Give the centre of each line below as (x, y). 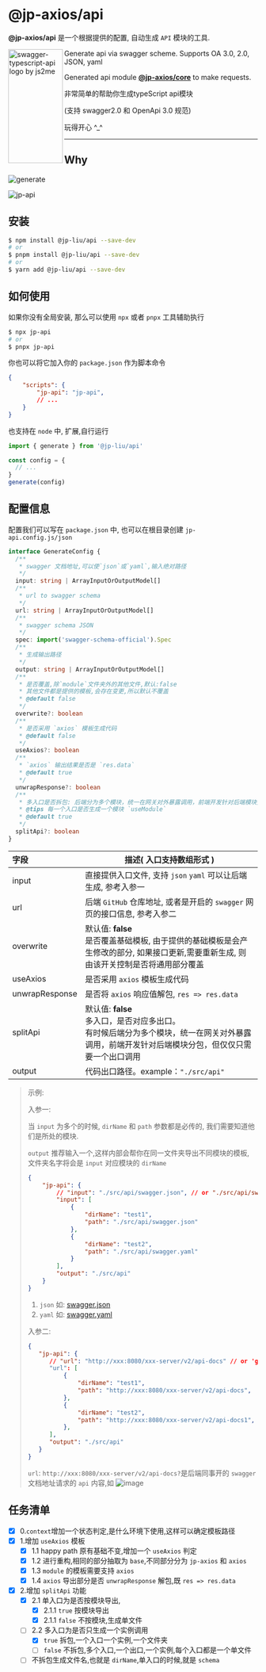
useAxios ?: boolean (47, 751)
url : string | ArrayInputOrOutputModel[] (85, 610)
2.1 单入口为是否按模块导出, (76, 1601)
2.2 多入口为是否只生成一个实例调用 (90, 1630)
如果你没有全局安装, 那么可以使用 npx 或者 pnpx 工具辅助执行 (106, 317)
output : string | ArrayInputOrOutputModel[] (90, 669)
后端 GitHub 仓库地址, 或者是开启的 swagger (164, 901)
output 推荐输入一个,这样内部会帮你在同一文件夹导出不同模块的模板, (138, 1153)
